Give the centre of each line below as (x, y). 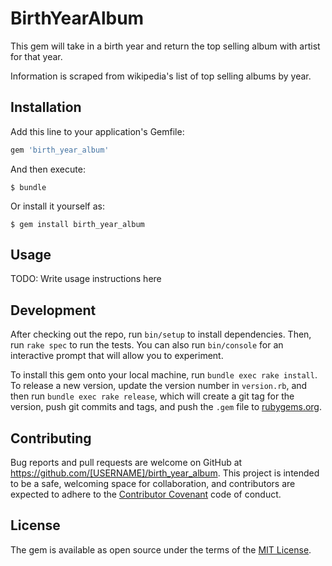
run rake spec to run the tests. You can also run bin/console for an (147, 345)
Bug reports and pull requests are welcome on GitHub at (126, 463)
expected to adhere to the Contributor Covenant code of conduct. (146, 494)
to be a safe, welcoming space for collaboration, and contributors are (153, 484)
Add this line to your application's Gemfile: (97, 131)
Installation (46, 107)
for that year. (36, 56)
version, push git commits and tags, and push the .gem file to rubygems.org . (166, 407)
